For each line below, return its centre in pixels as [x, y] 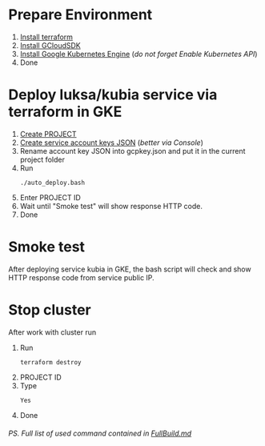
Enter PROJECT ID [50, 197]
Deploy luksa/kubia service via [113, 95]
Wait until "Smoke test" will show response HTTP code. [111, 206]
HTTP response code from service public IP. [81, 277]
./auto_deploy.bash [52, 183]
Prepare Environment [80, 15]
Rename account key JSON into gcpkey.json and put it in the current [132, 151]
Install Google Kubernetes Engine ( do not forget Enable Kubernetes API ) [139, 54]
